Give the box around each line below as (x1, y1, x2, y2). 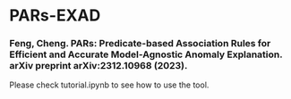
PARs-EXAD (9, 5, 101, 26)
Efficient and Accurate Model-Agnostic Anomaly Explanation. (9, 48, 283, 61)
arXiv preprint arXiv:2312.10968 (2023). (9, 60, 188, 72)
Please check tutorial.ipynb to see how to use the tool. (9, 79, 210, 90)
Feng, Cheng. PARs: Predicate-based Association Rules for (9, 37, 271, 50)
